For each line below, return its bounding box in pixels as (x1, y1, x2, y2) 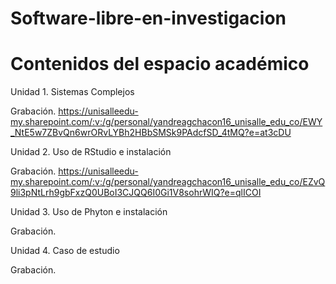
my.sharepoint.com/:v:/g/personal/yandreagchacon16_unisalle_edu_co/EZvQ (10, 176, 326, 188)
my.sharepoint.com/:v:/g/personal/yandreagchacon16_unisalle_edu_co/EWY (10, 116, 323, 128)
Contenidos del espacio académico (10, 53, 310, 76)
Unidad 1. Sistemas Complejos (10, 86, 135, 98)
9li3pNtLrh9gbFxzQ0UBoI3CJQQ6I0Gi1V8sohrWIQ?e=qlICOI (10, 187, 262, 199)
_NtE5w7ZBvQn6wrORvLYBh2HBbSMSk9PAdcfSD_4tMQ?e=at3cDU (10, 127, 292, 139)
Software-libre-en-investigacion (10, 7, 287, 30)
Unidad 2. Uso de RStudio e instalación (10, 146, 172, 158)
